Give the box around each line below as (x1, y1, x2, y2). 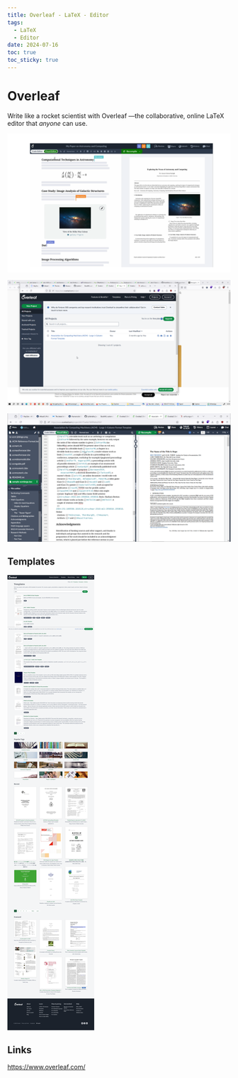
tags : (7, 18, 23, 26)
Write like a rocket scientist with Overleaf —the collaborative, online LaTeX (7, 111, 225, 120)
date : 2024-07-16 (7, 41, 59, 49)
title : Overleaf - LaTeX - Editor (7, 11, 110, 18)
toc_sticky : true (7, 57, 59, 64)
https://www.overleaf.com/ (7, 1063, 86, 1072)
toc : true (7, 49, 37, 56)
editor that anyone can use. (7, 119, 88, 127)
